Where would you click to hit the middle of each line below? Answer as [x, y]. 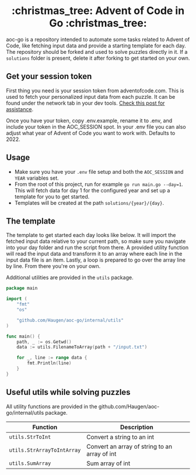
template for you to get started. [52, 197]
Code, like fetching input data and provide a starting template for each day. [96, 46]
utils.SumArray [30, 463]
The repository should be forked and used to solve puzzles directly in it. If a [97, 51]
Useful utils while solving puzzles [68, 392]
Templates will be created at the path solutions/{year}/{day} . [89, 202]
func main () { [23, 336]
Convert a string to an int [120, 437]
